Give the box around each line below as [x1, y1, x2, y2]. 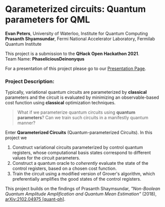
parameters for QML [5, 14, 90, 25]
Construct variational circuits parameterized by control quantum [12, 144, 143, 150]
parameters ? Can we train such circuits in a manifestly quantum [17, 115, 149, 121]
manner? [17, 120, 36, 126]
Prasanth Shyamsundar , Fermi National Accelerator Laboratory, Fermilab [5, 36, 155, 42]
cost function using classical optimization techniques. [5, 100, 116, 106]
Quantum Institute [5, 41, 42, 47]
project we [5, 135, 27, 141]
